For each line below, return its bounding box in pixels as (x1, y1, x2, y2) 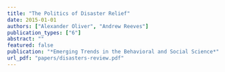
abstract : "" (7, 36, 45, 43)
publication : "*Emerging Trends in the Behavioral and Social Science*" (7, 49, 220, 56)
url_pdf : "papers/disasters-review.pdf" (7, 55, 125, 62)
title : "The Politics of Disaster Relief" (7, 10, 130, 17)
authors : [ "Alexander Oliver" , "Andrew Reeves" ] (7, 23, 149, 29)
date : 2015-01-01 (7, 16, 57, 23)
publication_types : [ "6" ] (7, 29, 81, 36)
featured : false (7, 42, 54, 49)
